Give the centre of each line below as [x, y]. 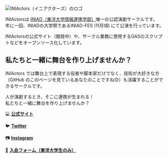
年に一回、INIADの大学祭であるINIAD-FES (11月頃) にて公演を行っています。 [85, 26]
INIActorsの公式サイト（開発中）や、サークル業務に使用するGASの [75, 36]
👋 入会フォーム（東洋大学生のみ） [41, 150]
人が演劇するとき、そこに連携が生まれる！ [50, 97]
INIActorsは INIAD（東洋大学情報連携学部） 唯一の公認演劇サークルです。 [81, 19]
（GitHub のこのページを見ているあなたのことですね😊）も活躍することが [82, 80]
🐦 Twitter [16, 126]
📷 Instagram [19, 138]
